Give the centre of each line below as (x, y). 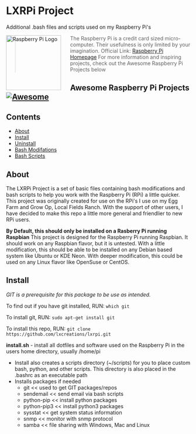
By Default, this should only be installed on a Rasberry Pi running (87, 231)
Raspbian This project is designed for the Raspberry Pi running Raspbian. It (97, 237)
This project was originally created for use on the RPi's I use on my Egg (92, 201)
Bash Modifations (36, 150)
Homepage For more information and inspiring (125, 57)
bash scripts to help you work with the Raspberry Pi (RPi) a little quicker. (93, 194)
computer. (82, 45)
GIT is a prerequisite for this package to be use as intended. (78, 295)
